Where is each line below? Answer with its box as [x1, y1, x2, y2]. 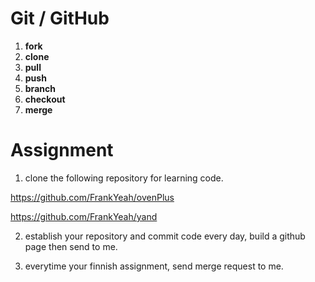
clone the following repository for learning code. [24, 172, 224, 184]
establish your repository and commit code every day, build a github [24, 230, 306, 242]
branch [24, 82, 56, 94]
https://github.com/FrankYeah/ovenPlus [10, 191, 175, 203]
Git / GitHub [10, 7, 110, 30]
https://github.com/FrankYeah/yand [10, 210, 158, 222]
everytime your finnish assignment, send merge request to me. [24, 260, 284, 272]
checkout [24, 93, 66, 105]
